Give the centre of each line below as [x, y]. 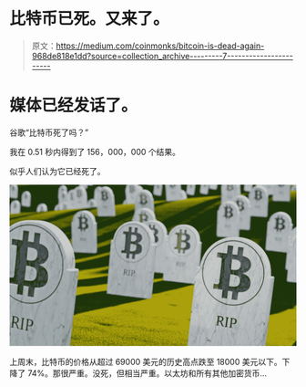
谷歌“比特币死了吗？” [49, 132]
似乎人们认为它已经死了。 [57, 171]
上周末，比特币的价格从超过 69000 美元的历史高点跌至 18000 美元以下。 [146, 362]
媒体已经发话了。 [74, 105]
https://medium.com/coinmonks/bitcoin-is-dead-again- [160, 46]
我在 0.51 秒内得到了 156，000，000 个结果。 [95, 152]
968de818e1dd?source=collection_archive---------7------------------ [162, 56]
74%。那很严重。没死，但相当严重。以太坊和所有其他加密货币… [147, 373]
